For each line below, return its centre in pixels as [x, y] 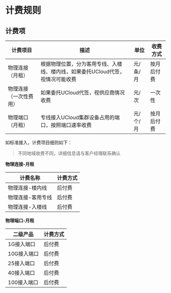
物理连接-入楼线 [27, 207]
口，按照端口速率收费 [66, 125]
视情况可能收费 [59, 79]
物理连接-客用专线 [30, 197]
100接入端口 [23, 282]
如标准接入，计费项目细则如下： [39, 142]
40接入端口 [21, 273]
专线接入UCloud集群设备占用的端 [80, 117]
